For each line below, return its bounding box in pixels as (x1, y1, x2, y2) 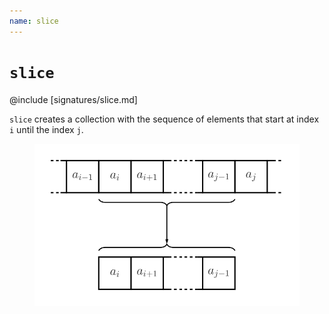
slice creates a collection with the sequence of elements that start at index (9, 113, 320, 125)
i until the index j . (9, 123, 84, 135)
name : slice (9, 16, 59, 26)
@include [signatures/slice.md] (9, 93, 138, 105)
